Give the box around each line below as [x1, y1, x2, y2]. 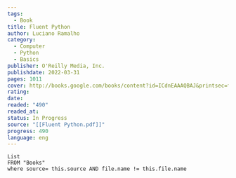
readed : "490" [7, 102, 49, 109]
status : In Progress [7, 114, 68, 121]
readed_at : [7, 108, 39, 115]
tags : [7, 10, 23, 18]
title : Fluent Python [7, 23, 71, 30]
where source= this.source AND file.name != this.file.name [7, 165, 188, 172]
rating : [7, 88, 30, 95]
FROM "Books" [7, 159, 46, 167]
